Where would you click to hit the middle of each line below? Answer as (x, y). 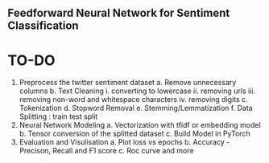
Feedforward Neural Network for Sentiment (119, 13)
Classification (43, 26)
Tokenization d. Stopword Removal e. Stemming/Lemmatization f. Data (136, 108)
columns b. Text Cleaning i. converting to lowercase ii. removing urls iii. (137, 91)
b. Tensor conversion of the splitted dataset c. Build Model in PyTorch (134, 134)
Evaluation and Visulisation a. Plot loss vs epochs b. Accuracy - (124, 142)
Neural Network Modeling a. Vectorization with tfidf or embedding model (140, 125)
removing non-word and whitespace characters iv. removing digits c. (133, 100)
